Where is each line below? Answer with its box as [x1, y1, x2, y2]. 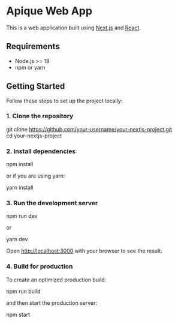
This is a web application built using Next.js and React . [6, 24, 141, 31]
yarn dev [6, 236, 28, 243]
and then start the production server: [6, 299, 98, 307]
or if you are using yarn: [6, 172, 65, 179]
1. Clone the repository [6, 112, 74, 121]
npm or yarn [14, 64, 46, 71]
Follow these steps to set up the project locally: [6, 97, 123, 104]
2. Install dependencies [6, 147, 76, 155]
